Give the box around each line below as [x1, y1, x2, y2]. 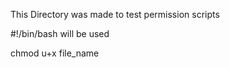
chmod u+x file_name [10, 47, 100, 59]
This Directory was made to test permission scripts [10, 9, 220, 20]
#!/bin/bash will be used [10, 28, 110, 39]
